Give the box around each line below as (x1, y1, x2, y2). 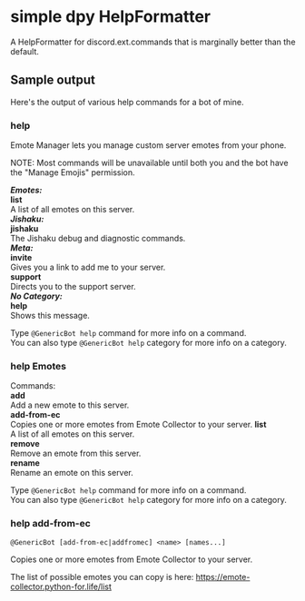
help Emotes (10, 360, 67, 372)
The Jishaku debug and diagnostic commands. (10, 233, 186, 244)
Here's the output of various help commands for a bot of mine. (10, 96, 244, 107)
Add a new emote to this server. (10, 399, 130, 410)
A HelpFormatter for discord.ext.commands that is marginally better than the (10, 36, 296, 47)
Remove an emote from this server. (10, 448, 142, 459)
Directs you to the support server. (10, 281, 136, 292)
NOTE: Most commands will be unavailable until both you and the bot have (10, 157, 289, 169)
